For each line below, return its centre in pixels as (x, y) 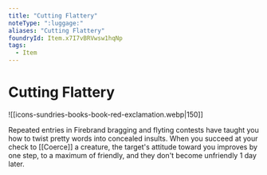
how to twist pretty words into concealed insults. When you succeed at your (133, 138)
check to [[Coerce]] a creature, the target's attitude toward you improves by (133, 147)
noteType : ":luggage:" (46, 23)
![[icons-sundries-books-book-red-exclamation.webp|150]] (106, 114)
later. (17, 164)
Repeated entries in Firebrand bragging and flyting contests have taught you (133, 129)
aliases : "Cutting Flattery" (57, 30)
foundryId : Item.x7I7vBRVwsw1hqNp (66, 38)
